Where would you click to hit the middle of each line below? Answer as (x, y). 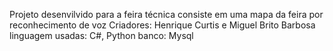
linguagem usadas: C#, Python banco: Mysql (101, 35)
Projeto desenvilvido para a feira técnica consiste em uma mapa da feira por (166, 14)
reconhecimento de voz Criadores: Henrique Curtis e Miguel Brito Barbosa (162, 25)
